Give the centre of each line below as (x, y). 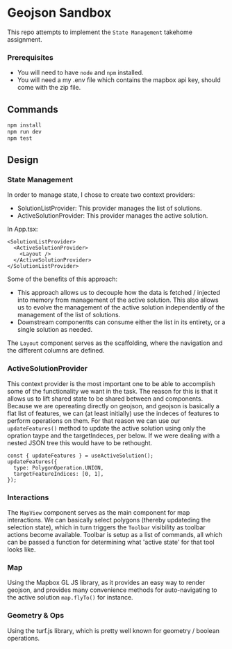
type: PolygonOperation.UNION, (59, 467)
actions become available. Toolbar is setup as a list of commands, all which (115, 534)
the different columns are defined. (56, 351)
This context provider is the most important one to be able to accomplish (111, 383)
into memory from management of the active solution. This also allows (118, 300)
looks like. (22, 549)
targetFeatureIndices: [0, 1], (59, 474)
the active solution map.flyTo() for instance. (70, 598)
